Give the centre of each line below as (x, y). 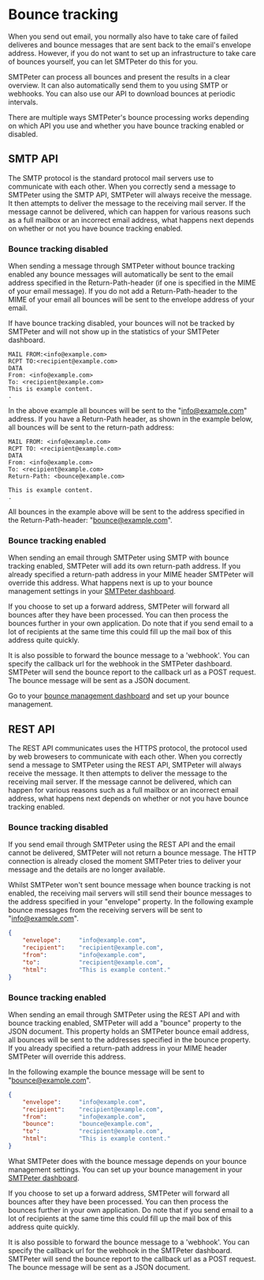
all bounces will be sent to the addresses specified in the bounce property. (129, 1039)
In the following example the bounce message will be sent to (106, 1072)
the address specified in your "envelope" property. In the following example (131, 902)
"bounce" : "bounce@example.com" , (88, 1124)
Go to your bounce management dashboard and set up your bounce (119, 696)
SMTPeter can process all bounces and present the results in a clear (119, 77)
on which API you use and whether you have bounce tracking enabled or (126, 126)
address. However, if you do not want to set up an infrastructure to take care (132, 53)
